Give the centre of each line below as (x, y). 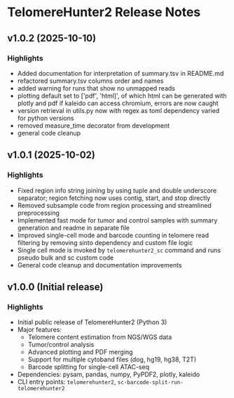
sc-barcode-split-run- (151, 383)
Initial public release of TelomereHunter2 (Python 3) (92, 322)
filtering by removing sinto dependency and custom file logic (105, 242)
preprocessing (38, 213)
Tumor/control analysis (61, 345)
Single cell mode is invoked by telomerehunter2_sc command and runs (119, 250)
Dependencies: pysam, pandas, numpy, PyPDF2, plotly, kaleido (109, 374)
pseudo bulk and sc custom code (66, 258)
